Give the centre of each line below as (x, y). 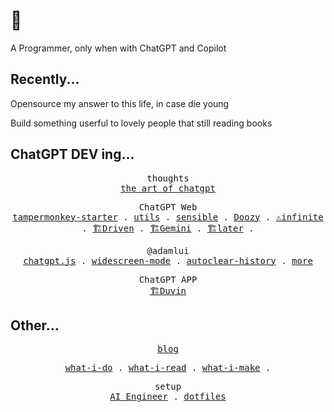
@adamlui (168, 250)
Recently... (45, 79)
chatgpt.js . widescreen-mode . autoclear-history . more (168, 260)
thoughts (168, 178)
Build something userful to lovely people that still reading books (141, 123)
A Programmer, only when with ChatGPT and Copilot (118, 48)
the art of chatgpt (168, 188)
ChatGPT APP (168, 279)
